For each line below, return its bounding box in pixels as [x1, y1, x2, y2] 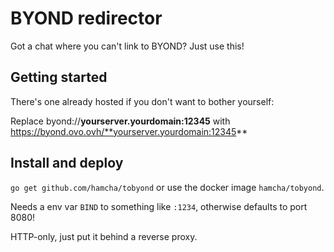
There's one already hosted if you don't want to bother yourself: [10, 95, 275, 107]
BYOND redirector [10, 7, 163, 30]
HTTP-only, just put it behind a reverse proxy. [10, 230, 198, 242]
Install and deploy [10, 155, 124, 172]
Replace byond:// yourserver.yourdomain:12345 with [10, 115, 231, 127]
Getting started [10, 69, 108, 86]
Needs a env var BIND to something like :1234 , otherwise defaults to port [10, 200, 308, 212]
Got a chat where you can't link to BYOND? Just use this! [10, 40, 245, 52]
